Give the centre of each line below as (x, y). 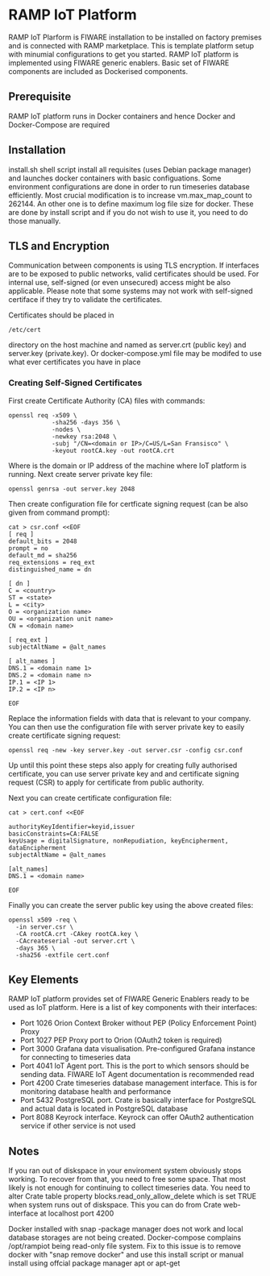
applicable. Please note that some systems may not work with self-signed (131, 291)
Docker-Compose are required (59, 124)
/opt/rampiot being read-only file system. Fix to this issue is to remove (125, 1246)
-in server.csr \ (45, 927)
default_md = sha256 (43, 555)
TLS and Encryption (59, 246)
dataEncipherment (37, 847)
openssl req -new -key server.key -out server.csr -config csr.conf (126, 750)
